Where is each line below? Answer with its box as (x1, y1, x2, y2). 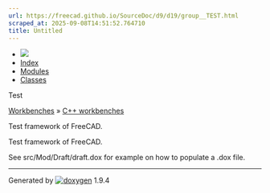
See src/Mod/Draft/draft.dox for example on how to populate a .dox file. (8, 153, 246, 163)
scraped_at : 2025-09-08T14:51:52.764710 (8, 19, 146, 27)
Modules (19, 66, 50, 76)
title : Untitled (8, 26, 63, 34)
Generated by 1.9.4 (8, 175, 110, 185)
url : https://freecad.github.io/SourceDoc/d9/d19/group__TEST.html (8, 11, 239, 20)
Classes (19, 75, 47, 85)
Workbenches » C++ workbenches (8, 106, 125, 116)
